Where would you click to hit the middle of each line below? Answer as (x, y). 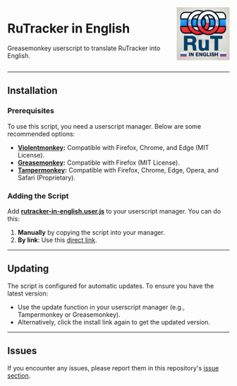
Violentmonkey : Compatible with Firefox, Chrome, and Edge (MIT (113, 147)
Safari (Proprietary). (47, 177)
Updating (28, 269)
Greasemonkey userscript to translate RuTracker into (84, 48)
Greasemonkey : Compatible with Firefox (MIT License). (98, 163)
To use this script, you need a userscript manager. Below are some (104, 126)
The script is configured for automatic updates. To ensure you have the (111, 286)
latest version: (28, 293)
